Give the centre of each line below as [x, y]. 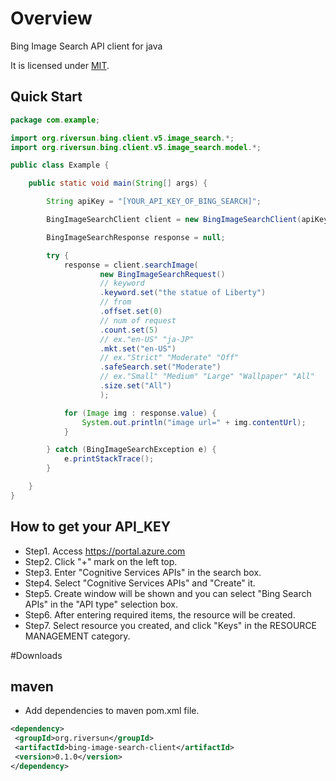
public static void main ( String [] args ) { [118, 183]
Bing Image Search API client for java [86, 46]
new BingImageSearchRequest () [162, 274]
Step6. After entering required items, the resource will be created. [160, 614]
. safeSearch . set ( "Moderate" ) [160, 367]
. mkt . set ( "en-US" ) [138, 348]
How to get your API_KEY [91, 527]
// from [115, 302]
